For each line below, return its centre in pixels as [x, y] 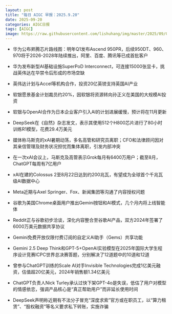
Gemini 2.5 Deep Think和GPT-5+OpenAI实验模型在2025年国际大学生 [85, 248]
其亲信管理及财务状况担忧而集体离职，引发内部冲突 [67, 146]
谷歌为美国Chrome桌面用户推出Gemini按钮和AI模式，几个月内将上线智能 [89, 203]
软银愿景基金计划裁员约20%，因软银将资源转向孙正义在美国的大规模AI [87, 95]
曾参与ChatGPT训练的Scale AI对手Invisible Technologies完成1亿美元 [84, 265]
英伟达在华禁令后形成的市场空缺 [51, 73]
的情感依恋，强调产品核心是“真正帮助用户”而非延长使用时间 [75, 289]
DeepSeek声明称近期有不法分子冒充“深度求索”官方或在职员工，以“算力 [87, 300]
